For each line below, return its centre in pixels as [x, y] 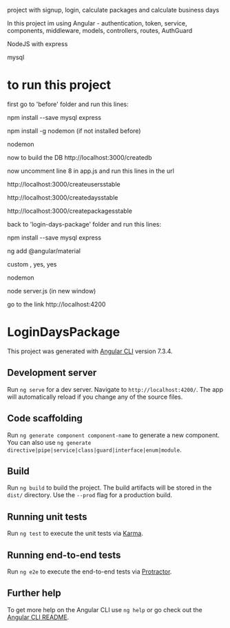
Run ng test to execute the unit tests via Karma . [75, 534]
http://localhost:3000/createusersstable [64, 184]
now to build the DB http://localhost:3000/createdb [80, 157]
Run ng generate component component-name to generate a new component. [114, 435]
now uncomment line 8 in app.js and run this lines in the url [91, 171]
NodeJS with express [38, 44]
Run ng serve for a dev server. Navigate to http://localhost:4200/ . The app [115, 389]
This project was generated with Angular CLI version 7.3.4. [90, 351]
